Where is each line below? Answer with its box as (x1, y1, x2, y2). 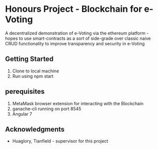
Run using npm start (12, 73, 54, 79)
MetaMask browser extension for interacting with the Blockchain (12, 100, 144, 106)
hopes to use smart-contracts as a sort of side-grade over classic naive (5, 35, 151, 41)
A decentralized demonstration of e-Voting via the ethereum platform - (5, 30, 149, 36)
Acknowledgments (5, 125, 65, 133)
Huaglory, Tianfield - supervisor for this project (12, 138, 109, 144)
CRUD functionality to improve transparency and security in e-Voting (5, 40, 145, 46)
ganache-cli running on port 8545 (12, 106, 81, 112)
